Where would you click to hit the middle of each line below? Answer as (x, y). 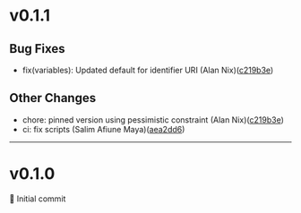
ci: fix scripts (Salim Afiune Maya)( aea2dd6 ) (103, 129)
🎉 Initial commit (38, 199)
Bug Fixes (37, 49)
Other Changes (53, 98)
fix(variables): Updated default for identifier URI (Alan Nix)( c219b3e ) (148, 70)
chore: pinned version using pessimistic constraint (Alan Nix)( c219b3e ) (153, 119)
